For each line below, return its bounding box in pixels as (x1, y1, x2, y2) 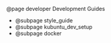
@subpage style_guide (15, 17, 73, 24)
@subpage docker (15, 30, 62, 37)
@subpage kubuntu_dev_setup (15, 24, 93, 30)
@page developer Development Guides (6, 5, 106, 12)
